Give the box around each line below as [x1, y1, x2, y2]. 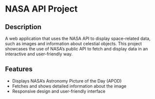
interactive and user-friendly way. [5, 51, 73, 57]
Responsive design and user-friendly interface [12, 88, 106, 94]
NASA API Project [5, 3, 78, 15]
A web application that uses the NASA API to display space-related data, [5, 35, 151, 41]
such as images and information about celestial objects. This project [5, 41, 142, 47]
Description [5, 23, 41, 31]
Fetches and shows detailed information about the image [12, 83, 127, 89]
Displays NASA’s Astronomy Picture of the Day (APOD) [12, 78, 122, 83]
